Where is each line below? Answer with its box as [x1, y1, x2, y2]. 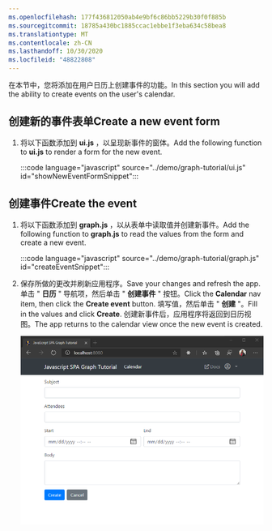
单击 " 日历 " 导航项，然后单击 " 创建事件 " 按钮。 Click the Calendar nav [19, 289, 261, 298]
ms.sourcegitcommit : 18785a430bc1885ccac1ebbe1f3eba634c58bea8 [8, 21, 227, 30]
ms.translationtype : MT [8, 30, 89, 38]
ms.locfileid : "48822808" [8, 56, 96, 64]
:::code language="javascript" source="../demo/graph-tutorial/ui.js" [19, 162, 246, 172]
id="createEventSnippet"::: [19, 262, 110, 272]
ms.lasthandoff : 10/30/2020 [8, 47, 104, 56]
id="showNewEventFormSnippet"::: [19, 171, 139, 181]
